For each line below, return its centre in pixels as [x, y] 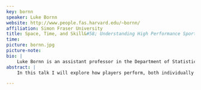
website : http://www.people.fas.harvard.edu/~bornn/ [73, 23]
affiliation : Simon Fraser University [54, 28]
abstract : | [21, 67]
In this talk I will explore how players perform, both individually [106, 73]
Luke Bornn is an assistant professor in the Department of [93, 61]
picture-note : [24, 51]
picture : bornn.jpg [31, 45]
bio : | [14, 56]
